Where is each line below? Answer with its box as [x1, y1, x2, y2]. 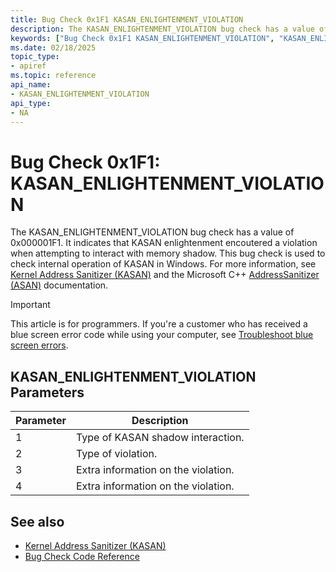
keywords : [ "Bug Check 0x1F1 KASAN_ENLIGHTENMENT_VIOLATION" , [10, 33, 275, 43]
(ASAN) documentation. [10, 279, 109, 291]
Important [10, 299, 51, 311]
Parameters [10, 384, 85, 401]
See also [10, 513, 65, 530]
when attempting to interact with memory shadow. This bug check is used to [10, 247, 326, 260]
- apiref [10, 61, 47, 71]
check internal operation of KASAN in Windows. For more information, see [10, 258, 317, 270]
